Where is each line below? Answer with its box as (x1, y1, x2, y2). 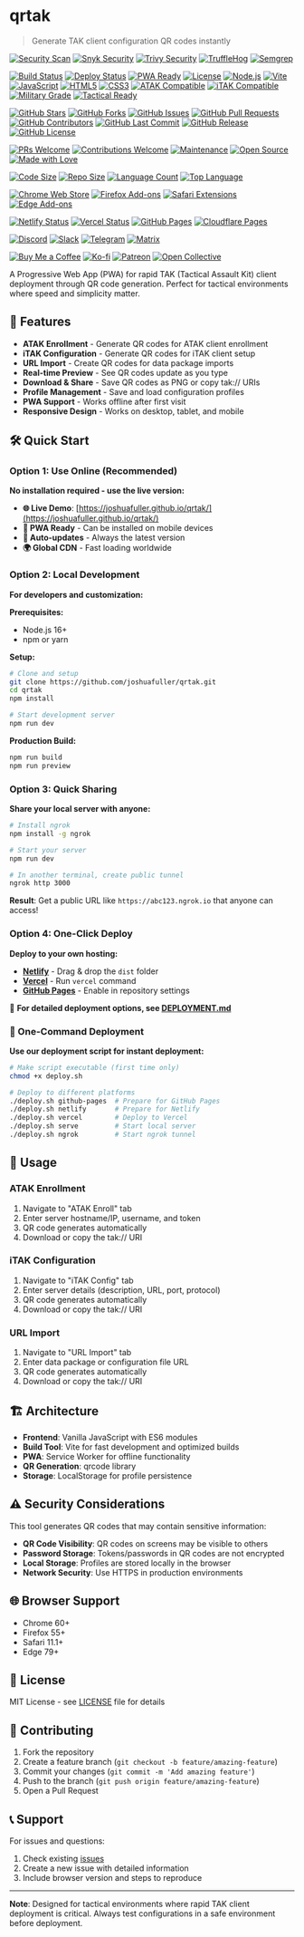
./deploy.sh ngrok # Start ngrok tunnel (9, 1130, 196, 1139)
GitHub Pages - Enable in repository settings (22, 985, 190, 996)
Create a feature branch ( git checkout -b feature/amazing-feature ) (22, 1757, 279, 1768)
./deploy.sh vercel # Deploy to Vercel (9, 1113, 188, 1123)
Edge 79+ (22, 1646, 60, 1657)
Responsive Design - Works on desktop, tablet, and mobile (22, 405, 244, 417)
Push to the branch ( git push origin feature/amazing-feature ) (22, 1776, 260, 1787)
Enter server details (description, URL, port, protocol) (22, 1284, 221, 1296)
